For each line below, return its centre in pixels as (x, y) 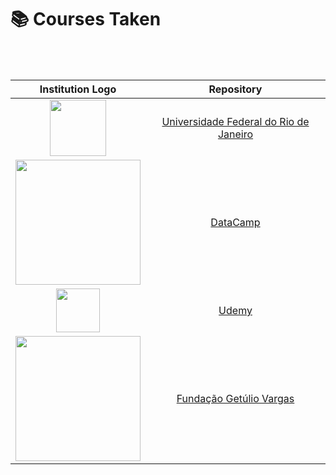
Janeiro (235, 134)
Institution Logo (78, 89)
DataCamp (235, 222)
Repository (235, 89)
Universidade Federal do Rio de (235, 121)
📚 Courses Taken (86, 19)
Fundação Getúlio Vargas (235, 398)
